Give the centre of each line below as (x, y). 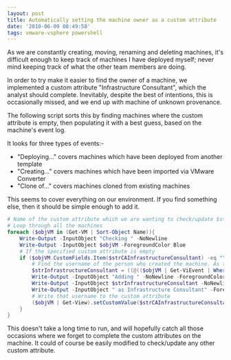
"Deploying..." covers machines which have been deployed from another (120, 157)
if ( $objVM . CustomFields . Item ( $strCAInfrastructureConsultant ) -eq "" (123, 258)
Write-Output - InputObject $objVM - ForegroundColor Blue (103, 245)
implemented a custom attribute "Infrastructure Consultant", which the (107, 87)
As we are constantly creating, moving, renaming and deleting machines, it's (115, 52)
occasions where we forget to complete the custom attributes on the (104, 336)
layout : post (26, 13)
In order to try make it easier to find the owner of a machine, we (97, 81)
